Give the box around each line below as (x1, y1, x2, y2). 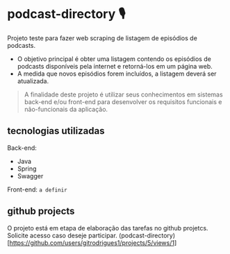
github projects (7, 205, 75, 217)
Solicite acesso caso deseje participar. (7, 231, 118, 239)
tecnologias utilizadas (7, 125, 106, 137)
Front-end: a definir (7, 185, 67, 194)
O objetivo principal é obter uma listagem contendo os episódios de (17, 54, 212, 63)
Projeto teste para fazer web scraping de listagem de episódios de (7, 33, 198, 42)
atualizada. (17, 76, 49, 85)
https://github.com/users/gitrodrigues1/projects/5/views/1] (9, 238, 177, 247)
